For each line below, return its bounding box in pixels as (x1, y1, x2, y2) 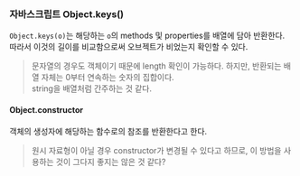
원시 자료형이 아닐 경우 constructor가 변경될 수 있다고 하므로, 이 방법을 (31, 144, 282, 155)
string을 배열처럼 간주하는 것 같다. (31, 83, 152, 94)
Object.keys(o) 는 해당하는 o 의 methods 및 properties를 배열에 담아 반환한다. (9, 30, 286, 42)
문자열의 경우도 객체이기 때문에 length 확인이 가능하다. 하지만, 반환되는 (31, 60, 282, 71)
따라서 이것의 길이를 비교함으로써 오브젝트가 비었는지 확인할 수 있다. (9, 42, 248, 52)
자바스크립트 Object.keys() (9, 7, 125, 20)
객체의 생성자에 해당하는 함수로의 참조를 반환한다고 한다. (9, 125, 208, 136)
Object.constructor (9, 104, 84, 115)
